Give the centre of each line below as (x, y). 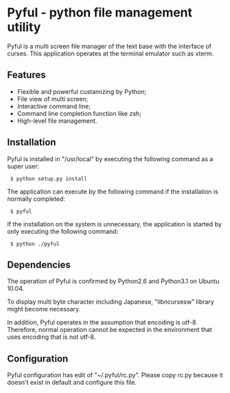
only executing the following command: (63, 231)
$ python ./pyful (35, 244)
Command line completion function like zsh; (79, 113)
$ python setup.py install (49, 179)
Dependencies (39, 264)
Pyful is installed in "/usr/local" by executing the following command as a (110, 158)
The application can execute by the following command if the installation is (113, 191)
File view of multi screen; (53, 99)
